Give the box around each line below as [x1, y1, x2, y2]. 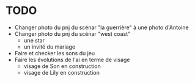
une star [23, 36, 45, 44]
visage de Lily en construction [23, 69, 100, 76]
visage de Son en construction [23, 62, 101, 70]
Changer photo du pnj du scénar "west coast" [14, 30, 131, 37]
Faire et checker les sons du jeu [14, 49, 95, 56]
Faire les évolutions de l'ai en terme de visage [14, 56, 130, 63]
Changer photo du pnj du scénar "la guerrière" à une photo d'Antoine [14, 24, 189, 31]
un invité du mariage [23, 43, 76, 50]
